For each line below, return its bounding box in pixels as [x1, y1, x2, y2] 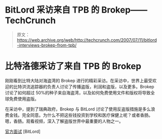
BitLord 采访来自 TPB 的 [5, 4, 100, 15]
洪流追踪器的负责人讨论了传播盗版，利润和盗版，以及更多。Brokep [21, 83, 154, 90]
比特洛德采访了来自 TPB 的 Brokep [5, 61, 141, 72]
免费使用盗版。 [9, 95, 39, 102]
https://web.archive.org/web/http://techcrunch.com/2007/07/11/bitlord [16, 37, 157, 43]
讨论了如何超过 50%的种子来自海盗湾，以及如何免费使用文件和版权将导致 [5, 90, 151, 95]
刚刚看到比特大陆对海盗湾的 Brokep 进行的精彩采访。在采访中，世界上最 [5, 77, 148, 83]
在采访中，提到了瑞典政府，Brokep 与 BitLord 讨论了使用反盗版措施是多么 [5, 106, 151, 112]
